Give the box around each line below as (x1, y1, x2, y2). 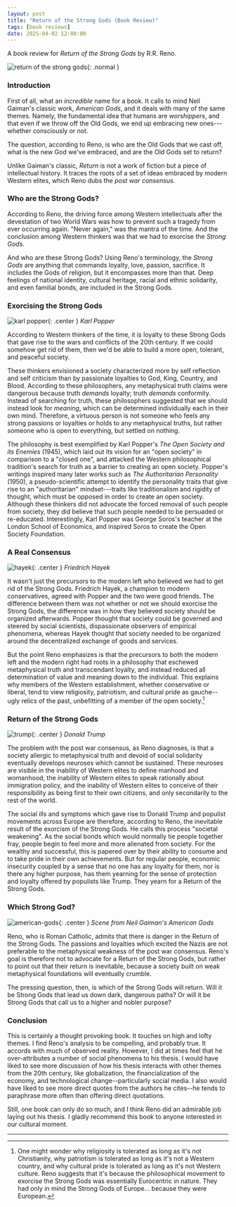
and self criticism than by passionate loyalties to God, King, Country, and (7, 374, 218, 382)
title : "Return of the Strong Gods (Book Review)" (7, 17, 159, 24)
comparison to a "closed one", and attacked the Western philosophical (7, 455, 211, 463)
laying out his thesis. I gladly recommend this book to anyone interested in (7, 1112, 223, 1120)
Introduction (7, 80, 51, 90)
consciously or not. (32, 126, 88, 135)
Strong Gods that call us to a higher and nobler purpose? (7, 998, 172, 1006)
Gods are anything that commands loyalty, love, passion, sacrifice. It (7, 261, 205, 269)
